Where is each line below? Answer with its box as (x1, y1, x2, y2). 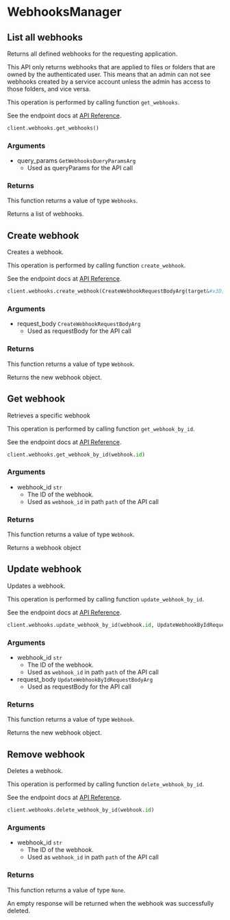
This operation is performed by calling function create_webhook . (7, 262, 186, 270)
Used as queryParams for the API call (27, 164, 133, 172)
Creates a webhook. (7, 248, 64, 256)
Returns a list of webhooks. (7, 210, 84, 218)
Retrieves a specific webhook (7, 411, 90, 419)
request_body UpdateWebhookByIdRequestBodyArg (16, 676, 153, 684)
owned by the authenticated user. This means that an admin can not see (7, 70, 211, 78)
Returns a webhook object (7, 544, 81, 552)
